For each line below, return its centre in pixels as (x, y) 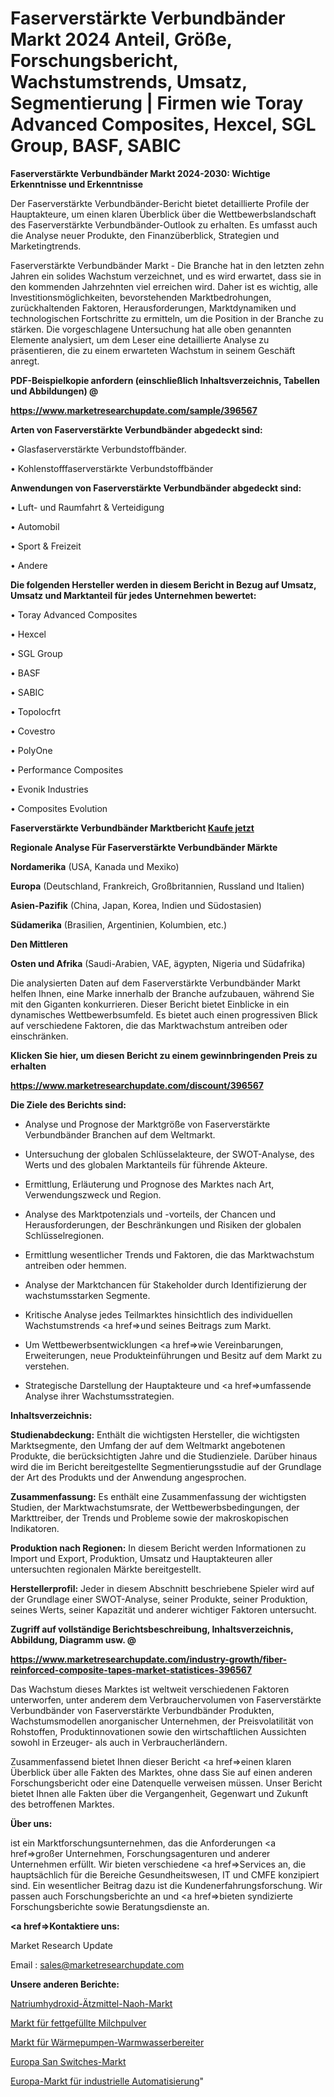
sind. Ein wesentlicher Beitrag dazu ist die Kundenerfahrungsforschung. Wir (166, 1885)
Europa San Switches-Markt (68, 2061)
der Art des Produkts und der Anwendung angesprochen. (128, 1477)
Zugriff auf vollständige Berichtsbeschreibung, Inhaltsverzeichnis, (152, 1629)
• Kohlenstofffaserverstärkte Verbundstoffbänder (112, 468)
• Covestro (33, 731)
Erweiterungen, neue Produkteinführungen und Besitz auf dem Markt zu (173, 1355)
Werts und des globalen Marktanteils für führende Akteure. (146, 1164)
